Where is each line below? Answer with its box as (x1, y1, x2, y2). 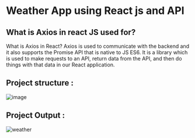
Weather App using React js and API (6, 4, 185, 17)
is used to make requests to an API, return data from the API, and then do (6, 55, 182, 62)
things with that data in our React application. (6, 61, 115, 68)
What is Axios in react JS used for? (6, 27, 136, 37)
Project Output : (6, 111, 65, 121)
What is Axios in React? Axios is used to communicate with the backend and (6, 43, 190, 49)
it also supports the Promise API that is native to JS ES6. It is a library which (6, 49, 188, 56)
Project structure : (6, 78, 74, 88)
